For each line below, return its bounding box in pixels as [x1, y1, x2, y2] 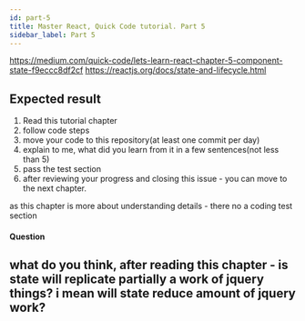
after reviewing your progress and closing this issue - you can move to [22, 174, 288, 185]
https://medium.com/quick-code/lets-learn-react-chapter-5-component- [9, 55, 283, 66]
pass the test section [22, 164, 102, 175]
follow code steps [22, 125, 90, 136]
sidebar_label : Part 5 [9, 30, 96, 39]
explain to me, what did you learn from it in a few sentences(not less [22, 145, 280, 155]
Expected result [9, 91, 102, 106]
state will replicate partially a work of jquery [9, 272, 264, 287]
